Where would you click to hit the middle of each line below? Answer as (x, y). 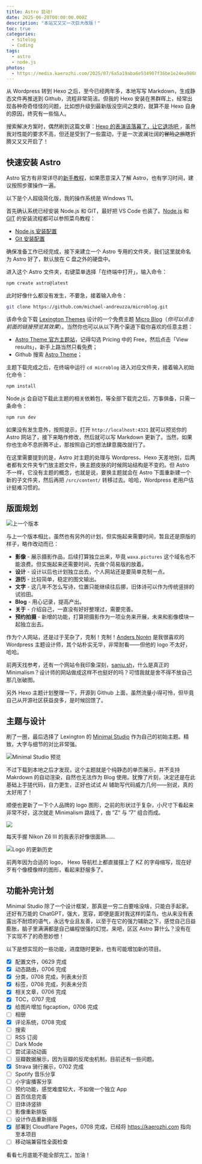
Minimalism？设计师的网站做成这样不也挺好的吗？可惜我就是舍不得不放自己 (99, 672)
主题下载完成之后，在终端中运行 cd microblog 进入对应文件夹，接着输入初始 (100, 367)
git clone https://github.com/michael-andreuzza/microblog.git (87, 307)
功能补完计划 (30, 890)
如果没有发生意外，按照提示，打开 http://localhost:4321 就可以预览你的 (97, 429)
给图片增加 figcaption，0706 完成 (56, 1007)
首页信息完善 (31, 1097)
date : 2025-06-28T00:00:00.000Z (47, 17)
